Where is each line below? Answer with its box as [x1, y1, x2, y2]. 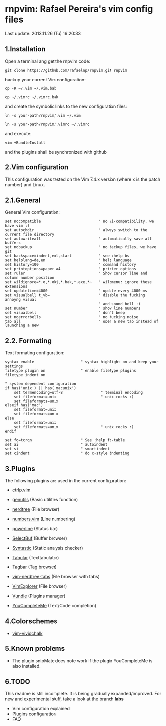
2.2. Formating [5, 336, 52, 345]
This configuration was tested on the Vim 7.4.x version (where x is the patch [5, 176, 160, 182]
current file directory [5, 232, 55, 237]
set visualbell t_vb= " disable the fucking [5, 293, 145, 298]
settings [5, 364, 23, 369]
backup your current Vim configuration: [5, 76, 86, 82]
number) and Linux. [5, 181, 46, 187]
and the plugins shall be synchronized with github [5, 149, 107, 155]
